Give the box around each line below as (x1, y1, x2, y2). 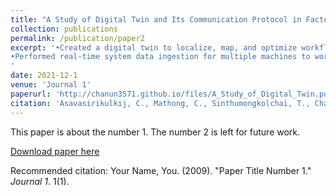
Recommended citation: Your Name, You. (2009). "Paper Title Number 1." (10, 164, 312, 176)
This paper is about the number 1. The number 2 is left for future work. (10, 126, 301, 138)
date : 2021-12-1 (10, 71, 78, 81)
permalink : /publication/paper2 (10, 33, 145, 43)
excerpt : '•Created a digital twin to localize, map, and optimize (10, 42, 298, 53)
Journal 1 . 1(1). (10, 175, 70, 187)
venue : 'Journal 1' (10, 80, 92, 90)
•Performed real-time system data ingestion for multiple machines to (10, 52, 311, 62)
